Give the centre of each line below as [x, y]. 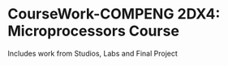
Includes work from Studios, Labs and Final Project [92, 53]
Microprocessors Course [94, 31]
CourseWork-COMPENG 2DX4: [114, 14]
